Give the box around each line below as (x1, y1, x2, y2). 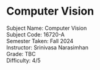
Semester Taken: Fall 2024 (6, 37, 74, 44)
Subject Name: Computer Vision (6, 24, 87, 32)
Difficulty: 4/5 (6, 57, 41, 64)
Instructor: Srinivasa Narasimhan (6, 44, 88, 51)
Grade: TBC (6, 50, 36, 57)
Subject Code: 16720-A (6, 30, 65, 38)
